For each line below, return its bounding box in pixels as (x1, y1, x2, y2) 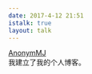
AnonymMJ (8, 49, 46, 58)
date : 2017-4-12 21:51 (8, 11, 84, 20)
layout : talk (8, 26, 52, 34)
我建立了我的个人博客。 (8, 57, 86, 68)
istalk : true (8, 19, 52, 27)
